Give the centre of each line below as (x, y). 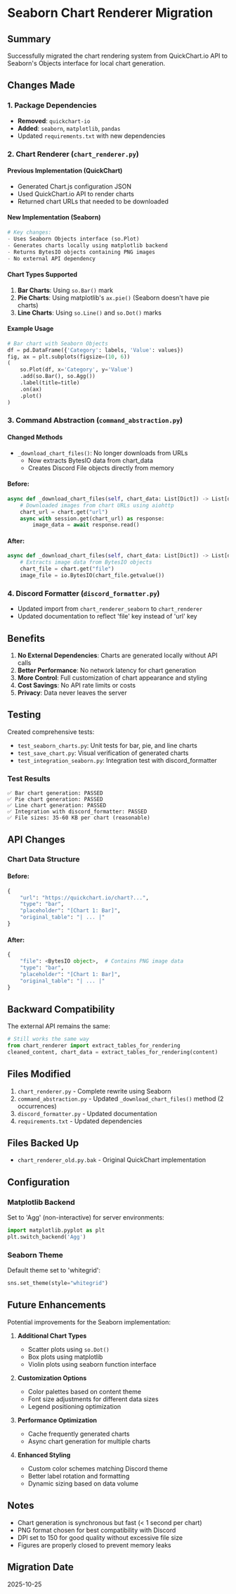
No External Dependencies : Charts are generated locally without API (117, 655)
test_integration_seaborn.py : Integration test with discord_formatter (117, 760)
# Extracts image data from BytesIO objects (86, 562)
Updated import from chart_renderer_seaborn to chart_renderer (110, 609)
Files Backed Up (43, 1143)
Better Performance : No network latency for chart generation (107, 671)
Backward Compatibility (61, 1009)
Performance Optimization (57, 1420)
